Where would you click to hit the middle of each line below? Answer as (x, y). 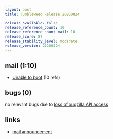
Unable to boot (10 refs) (36, 77)
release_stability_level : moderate (41, 41)
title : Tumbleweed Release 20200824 (42, 14)
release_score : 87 (24, 37)
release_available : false (31, 23)
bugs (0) (18, 93)
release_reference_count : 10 (35, 27)
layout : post (18, 10)
